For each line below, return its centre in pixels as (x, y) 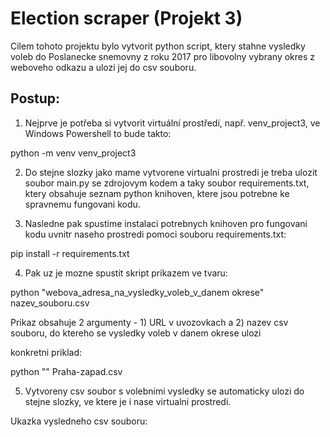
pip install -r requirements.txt (70, 253)
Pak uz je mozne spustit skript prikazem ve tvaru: (126, 273)
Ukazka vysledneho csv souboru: (79, 421)
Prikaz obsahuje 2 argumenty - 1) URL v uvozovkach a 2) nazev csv (149, 322)
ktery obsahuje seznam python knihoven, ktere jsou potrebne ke (157, 193)
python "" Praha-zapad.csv (66, 371)
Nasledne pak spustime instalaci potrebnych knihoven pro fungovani (166, 223)
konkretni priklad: (46, 352)
